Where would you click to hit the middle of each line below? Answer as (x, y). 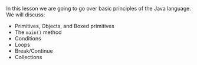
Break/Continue (34, 51)
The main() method (38, 32)
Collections (28, 57)
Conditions (28, 38)
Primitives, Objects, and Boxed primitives (64, 26)
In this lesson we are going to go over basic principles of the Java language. (99, 8)
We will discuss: (26, 15)
